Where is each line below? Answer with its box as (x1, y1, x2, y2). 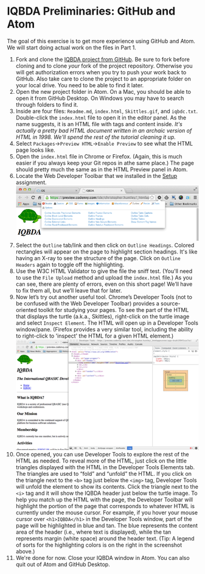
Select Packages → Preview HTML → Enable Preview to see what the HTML (15, 140, 193, 147)
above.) (15, 547, 35, 555)
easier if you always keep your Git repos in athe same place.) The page (15, 159, 194, 166)
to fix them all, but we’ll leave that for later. (15, 286, 122, 294)
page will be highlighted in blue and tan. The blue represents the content (15, 522, 198, 529)
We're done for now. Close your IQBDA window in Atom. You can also (15, 554, 190, 561)
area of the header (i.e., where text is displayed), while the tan (15, 528, 172, 536)
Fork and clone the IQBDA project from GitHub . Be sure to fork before (15, 55, 190, 63)
